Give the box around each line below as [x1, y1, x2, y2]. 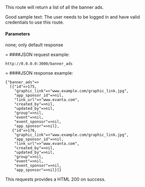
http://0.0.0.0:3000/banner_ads [5, 61, 73, 67]
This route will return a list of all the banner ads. [5, 5, 104, 10]
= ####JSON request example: [5, 52, 70, 58]
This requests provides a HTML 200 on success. [5, 176, 106, 182]
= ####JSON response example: [5, 70, 73, 76]
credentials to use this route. [5, 20, 64, 25]
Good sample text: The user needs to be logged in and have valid [5, 14, 140, 20]
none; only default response [5, 42, 64, 48]
